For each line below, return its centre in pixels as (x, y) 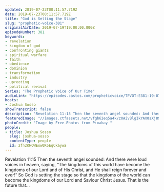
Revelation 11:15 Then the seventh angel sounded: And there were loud (76, 159)
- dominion (16, 69)
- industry (16, 77)
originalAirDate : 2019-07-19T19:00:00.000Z (50, 28)
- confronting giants (27, 50)
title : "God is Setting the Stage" (41, 19)
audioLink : (16, 96)
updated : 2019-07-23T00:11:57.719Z (41, 10)
